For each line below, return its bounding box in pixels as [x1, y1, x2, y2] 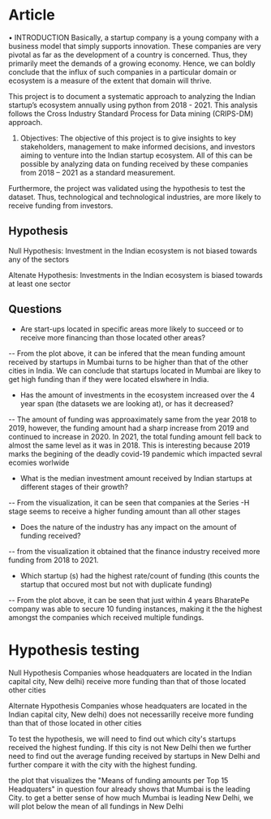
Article [8, 6, 55, 24]
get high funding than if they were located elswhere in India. [8, 374, 209, 383]
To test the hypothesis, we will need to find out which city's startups [8, 734, 237, 743]
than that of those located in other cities [8, 717, 142, 728]
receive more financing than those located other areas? [19, 332, 205, 342]
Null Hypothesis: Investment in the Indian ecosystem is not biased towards [8, 245, 258, 255]
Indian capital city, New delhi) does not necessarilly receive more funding [8, 709, 254, 719]
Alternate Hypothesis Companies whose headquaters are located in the [8, 700, 247, 710]
